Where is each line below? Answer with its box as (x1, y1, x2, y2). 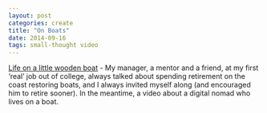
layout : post (8, 11, 52, 20)
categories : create (8, 19, 74, 27)
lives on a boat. (8, 97, 59, 107)
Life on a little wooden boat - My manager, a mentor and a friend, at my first (8, 63, 259, 72)
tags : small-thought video (8, 41, 99, 49)
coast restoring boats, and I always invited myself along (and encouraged (8, 80, 251, 90)
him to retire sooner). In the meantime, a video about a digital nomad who (8, 88, 251, 98)
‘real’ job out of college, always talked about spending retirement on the (8, 72, 246, 81)
